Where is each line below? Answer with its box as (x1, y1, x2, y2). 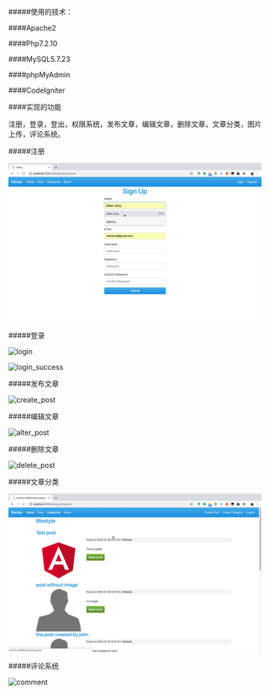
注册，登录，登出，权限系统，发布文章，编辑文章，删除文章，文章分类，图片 (8, 119, 262, 129)
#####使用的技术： (8, 7, 74, 16)
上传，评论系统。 (8, 130, 65, 138)
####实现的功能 (8, 102, 62, 111)
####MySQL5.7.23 (8, 55, 71, 64)
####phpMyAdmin (8, 70, 71, 79)
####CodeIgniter (8, 85, 66, 95)
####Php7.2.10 (8, 39, 58, 48)
